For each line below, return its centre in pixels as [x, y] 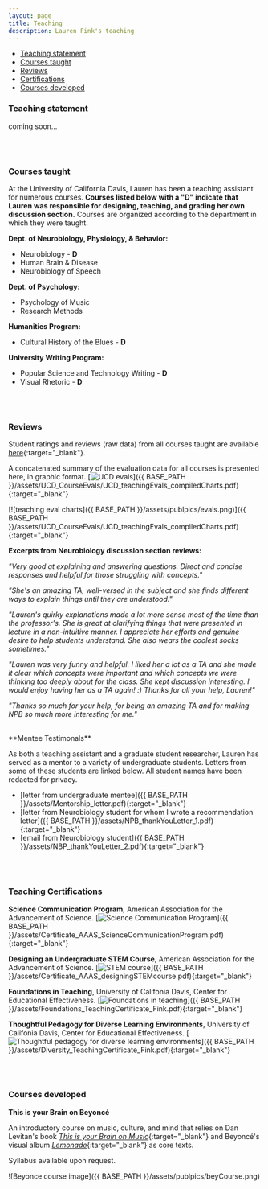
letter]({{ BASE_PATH [55, 821]
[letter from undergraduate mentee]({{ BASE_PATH [104, 795]
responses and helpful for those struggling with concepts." [106, 575]
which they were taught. [48, 223]
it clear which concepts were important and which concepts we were [123, 673]
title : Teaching [35, 23]
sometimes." [29, 649]
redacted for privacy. [43, 780]
